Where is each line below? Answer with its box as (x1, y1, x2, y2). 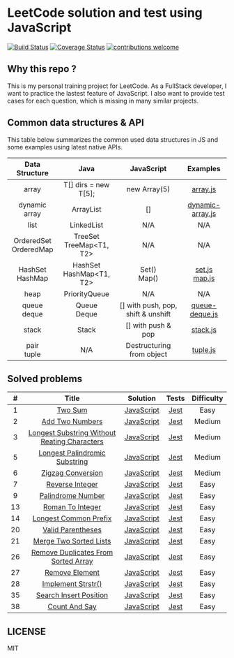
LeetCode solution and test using (7, 5, 203, 21)
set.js (194, 264, 213, 274)
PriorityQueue (63, 288, 110, 298)
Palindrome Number (39, 491, 105, 501)
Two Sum (56, 405, 88, 415)
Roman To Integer (42, 502, 102, 512)
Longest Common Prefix (32, 513, 112, 523)
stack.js (191, 325, 217, 335)
